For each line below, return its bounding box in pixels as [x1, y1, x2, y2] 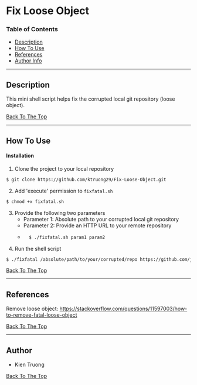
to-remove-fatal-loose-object [6, 311, 77, 318]
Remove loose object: [6, 305, 59, 313]
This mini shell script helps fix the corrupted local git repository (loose [6, 95, 175, 102]
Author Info [14, 57, 42, 64]
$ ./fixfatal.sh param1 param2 [28, 234, 106, 240]
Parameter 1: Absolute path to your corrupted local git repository [23, 215, 179, 223]
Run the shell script [14, 245, 62, 252]
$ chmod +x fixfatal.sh [6, 198, 64, 204]
